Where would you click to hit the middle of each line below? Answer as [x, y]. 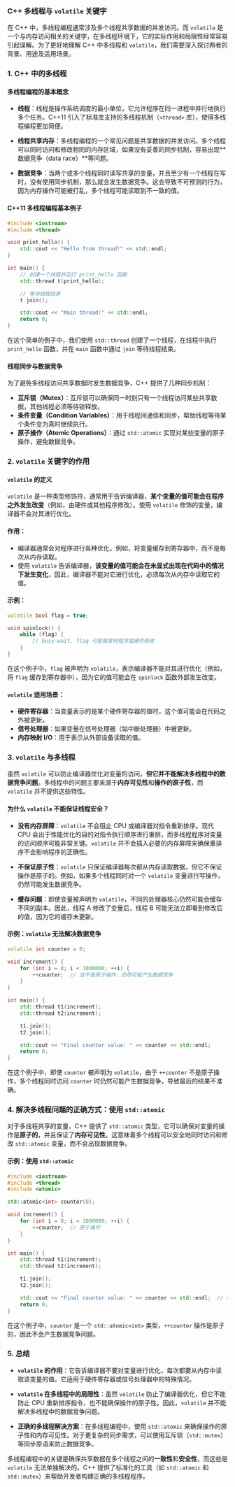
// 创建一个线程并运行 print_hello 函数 [73, 274]
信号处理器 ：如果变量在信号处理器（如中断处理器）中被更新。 [106, 729]
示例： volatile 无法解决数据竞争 [54, 934]
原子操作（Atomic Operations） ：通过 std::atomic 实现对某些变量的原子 [121, 433]
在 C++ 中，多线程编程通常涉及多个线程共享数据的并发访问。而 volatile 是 [115, 28]
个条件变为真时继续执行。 [54, 424]
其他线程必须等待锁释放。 [66, 406]
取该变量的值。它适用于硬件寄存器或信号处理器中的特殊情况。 [106, 1379]
